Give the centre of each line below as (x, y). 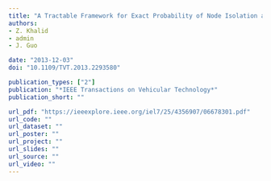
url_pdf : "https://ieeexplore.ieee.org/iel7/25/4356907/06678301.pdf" (129, 112)
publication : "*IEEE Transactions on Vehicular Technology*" (113, 89)
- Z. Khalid (28, 31)
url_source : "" (34, 156)
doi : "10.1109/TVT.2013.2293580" (65, 68)
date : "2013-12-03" (41, 60)
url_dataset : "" (35, 127)
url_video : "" (32, 164)
